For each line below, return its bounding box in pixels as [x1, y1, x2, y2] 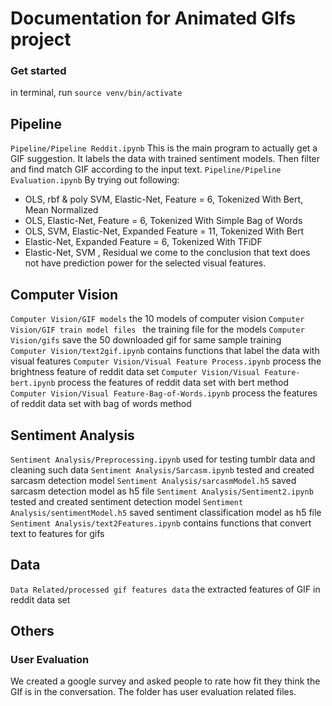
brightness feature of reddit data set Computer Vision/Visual [10, 366, 261, 378]
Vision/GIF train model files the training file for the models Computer [10, 323, 305, 336]
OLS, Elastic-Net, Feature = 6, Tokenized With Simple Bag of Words [24, 215, 303, 227]
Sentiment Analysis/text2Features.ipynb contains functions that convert [10, 517, 312, 529]
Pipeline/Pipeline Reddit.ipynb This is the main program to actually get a [10, 142, 318, 154]
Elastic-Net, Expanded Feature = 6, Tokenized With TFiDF [24, 236, 263, 248]
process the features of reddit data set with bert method [57, 377, 290, 389]
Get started [10, 64, 67, 78]
